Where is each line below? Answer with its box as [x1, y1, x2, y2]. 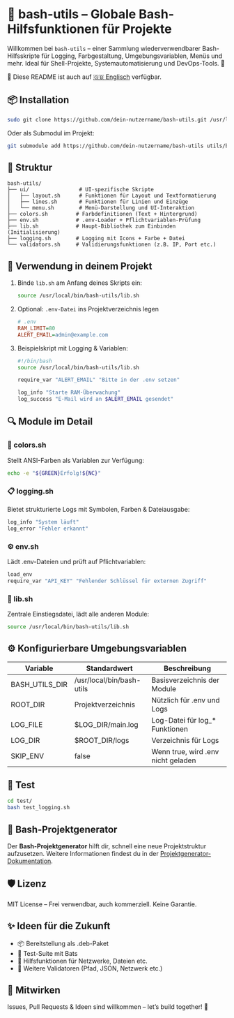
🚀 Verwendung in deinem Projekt [7, 260, 153, 272]
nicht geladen [151, 755, 196, 765]
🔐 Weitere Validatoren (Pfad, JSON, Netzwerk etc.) [17, 964, 163, 973]
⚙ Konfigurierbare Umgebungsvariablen [7, 642, 187, 655]
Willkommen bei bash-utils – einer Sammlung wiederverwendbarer [7, 44, 201, 52]
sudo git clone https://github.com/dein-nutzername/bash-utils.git [7, 116, 208, 123]
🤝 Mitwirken [7, 984, 61, 996]
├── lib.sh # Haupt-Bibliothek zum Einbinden [7, 223, 176, 230]
